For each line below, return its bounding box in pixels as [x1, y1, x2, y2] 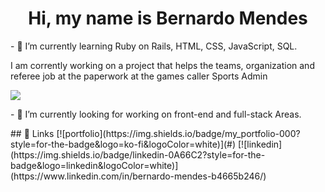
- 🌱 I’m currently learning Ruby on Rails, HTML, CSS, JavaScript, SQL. [10, 40, 298, 52]
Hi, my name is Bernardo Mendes [28, 7, 308, 30]
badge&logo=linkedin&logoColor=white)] [10, 159, 179, 171]
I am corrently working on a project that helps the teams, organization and [10, 59, 315, 71]
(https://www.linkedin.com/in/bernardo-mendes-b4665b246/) [10, 170, 267, 182]
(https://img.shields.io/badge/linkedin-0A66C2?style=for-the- [10, 148, 266, 161]
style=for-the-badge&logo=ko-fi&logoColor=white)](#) [10, 138, 237, 150]
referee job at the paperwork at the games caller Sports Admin [10, 70, 268, 82]
